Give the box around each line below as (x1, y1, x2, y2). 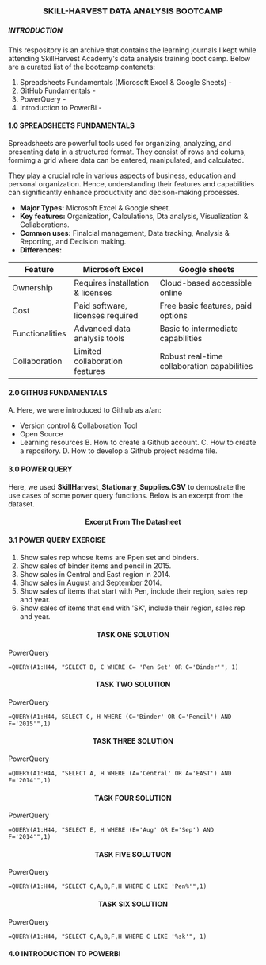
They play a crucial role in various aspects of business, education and (8, 171, 236, 180)
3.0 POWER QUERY (8, 464, 73, 474)
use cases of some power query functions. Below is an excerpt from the (8, 490, 244, 500)
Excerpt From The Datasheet (85, 517, 181, 527)
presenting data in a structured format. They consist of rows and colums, (8, 147, 247, 156)
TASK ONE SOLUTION (96, 629, 170, 640)
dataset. (8, 498, 36, 509)
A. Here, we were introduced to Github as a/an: (8, 406, 161, 415)
